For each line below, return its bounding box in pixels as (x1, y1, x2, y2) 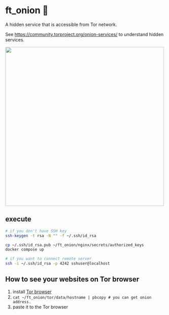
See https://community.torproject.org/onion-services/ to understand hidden (5, 31, 164, 37)
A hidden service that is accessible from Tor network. (5, 21, 117, 27)
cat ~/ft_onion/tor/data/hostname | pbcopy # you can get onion (12, 295, 152, 300)
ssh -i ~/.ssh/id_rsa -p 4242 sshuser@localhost (5, 261, 110, 266)
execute (5, 215, 31, 223)
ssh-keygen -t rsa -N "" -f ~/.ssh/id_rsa (5, 233, 96, 238)
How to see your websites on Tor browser (5, 275, 140, 284)
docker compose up (5, 247, 44, 252)
